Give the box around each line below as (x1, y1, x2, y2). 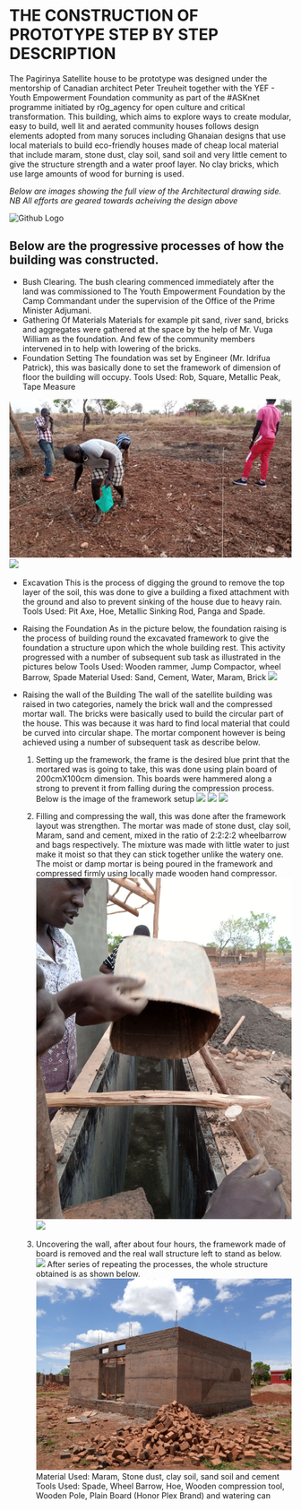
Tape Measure (21, 381, 76, 392)
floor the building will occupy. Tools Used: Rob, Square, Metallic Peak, (21, 371, 281, 382)
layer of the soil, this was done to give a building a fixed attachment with (21, 587, 289, 598)
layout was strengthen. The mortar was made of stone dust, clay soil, (35, 821, 291, 832)
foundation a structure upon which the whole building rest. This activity (21, 643, 286, 653)
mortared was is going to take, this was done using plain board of (35, 764, 278, 775)
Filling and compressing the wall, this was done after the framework (35, 811, 287, 822)
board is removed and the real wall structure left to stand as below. (35, 1247, 282, 1259)
